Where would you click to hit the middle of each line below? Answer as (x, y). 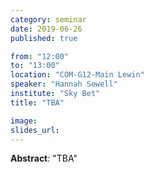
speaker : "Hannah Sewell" (64, 84)
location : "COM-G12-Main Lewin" (77, 75)
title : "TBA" (37, 102)
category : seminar (48, 19)
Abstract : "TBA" (44, 158)
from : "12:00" (40, 56)
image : (24, 121)
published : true (44, 38)
